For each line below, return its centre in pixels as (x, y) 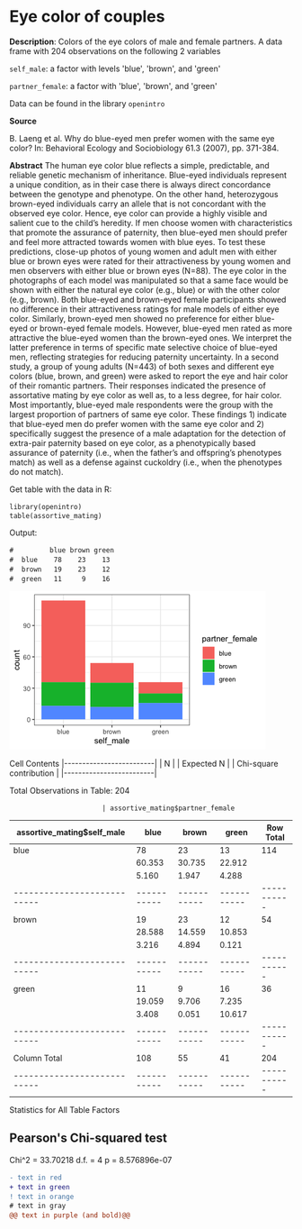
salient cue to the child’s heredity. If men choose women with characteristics (151, 223)
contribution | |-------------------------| (83, 773)
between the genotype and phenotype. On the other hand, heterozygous (144, 194)
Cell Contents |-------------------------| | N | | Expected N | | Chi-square (144, 764)
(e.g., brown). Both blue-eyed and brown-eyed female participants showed (148, 299)
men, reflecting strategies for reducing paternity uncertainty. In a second (144, 357)
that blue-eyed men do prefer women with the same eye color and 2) (137, 423)
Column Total (38, 1058)
